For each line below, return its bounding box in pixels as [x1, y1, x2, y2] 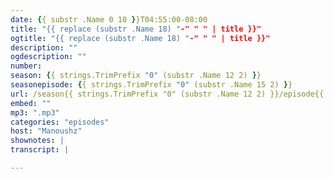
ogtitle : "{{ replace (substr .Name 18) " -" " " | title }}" [10, 33, 271, 43]
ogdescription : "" [10, 52, 87, 62]
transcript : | [10, 145, 70, 155]
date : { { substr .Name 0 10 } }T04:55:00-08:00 [10, 14, 208, 25]
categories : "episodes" [10, 117, 110, 127]
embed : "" [10, 98, 52, 108]
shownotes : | [10, 136, 65, 146]
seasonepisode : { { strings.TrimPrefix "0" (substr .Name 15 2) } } [10, 80, 293, 90]
